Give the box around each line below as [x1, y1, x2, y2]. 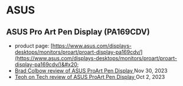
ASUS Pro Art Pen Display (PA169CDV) [6, 27, 151, 37]
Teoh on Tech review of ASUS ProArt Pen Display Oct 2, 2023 [14, 74, 165, 80]
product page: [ [14, 42, 53, 49]
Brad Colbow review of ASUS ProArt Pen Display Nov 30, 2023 [14, 67, 168, 74]
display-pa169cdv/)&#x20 [14, 61, 78, 68]
